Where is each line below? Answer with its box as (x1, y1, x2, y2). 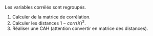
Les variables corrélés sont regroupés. (5, 4, 86, 10)
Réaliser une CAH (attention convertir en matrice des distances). (12, 25, 148, 31)
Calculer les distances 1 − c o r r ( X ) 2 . (12, 19, 86, 26)
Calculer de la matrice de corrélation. (12, 14, 91, 19)
